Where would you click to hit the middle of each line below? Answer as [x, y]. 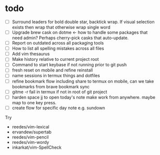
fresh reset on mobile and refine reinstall [52, 70]
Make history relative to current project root [55, 59]
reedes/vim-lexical [30, 127]
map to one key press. [34, 102]
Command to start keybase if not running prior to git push [69, 65]
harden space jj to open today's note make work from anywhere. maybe [84, 97]
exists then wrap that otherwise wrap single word [61, 27]
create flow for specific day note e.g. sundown [58, 108]
